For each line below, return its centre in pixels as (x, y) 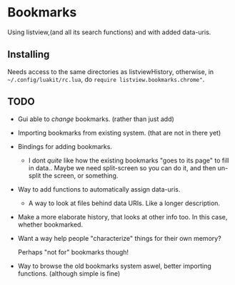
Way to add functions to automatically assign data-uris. (99, 189)
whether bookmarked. (50, 224)
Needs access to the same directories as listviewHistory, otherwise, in (111, 71)
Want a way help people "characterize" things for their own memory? (119, 238)
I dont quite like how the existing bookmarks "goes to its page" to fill (129, 160)
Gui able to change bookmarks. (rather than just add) (96, 119)
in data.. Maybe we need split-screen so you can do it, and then (122, 167)
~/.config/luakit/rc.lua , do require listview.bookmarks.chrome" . (106, 79)
